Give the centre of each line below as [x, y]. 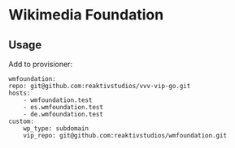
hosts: [20, 93]
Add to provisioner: [41, 64]
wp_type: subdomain [56, 129]
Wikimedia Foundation [86, 15]
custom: [22, 121]
